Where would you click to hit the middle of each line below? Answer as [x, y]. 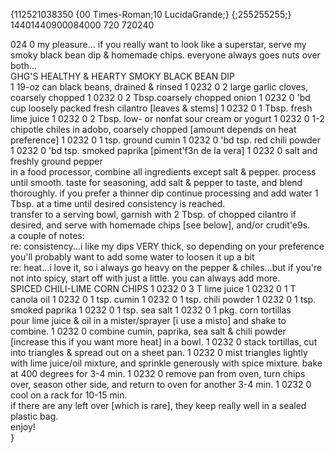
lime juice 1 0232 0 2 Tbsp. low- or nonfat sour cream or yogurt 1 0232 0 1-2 [167, 118]
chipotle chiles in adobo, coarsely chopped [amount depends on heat [153, 129]
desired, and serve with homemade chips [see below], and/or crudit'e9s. [160, 225]
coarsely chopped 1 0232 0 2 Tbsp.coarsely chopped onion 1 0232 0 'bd [160, 97]
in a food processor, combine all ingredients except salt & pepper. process [163, 172]
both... [23, 65]
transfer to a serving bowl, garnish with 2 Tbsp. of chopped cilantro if [153, 214]
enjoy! [23, 427]
